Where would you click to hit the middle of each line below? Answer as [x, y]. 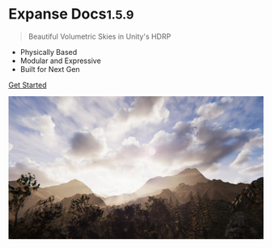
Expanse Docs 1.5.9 [71, 14]
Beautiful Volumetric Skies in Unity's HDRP [100, 36]
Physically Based [49, 52]
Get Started [28, 85]
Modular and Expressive [60, 61]
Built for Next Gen [50, 69]
